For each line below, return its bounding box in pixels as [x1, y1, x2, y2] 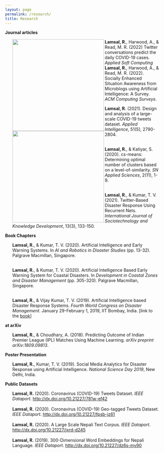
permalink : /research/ [5, 12, 51, 17]
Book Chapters [5, 233, 36, 238]
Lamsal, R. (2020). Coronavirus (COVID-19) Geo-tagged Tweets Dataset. [12, 406, 159, 412]
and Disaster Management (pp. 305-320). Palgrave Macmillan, [12, 278, 139, 283]
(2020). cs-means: [104, 151, 143, 157]
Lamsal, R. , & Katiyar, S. [104, 146, 153, 152]
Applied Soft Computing [104, 60, 153, 66]
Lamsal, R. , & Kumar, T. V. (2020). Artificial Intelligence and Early [12, 242, 143, 248]
